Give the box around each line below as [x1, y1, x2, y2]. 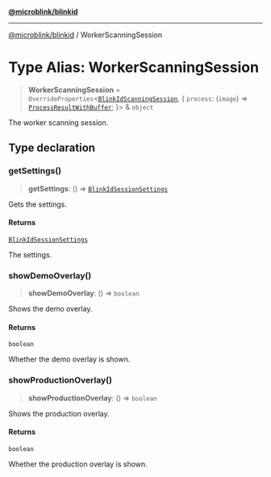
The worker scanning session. [8, 117, 109, 128]
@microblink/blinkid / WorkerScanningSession [8, 30, 163, 40]
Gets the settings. [8, 199, 67, 209]
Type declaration [8, 141, 95, 155]
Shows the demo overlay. [8, 304, 93, 314]
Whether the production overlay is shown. [8, 459, 148, 469]
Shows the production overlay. [8, 408, 110, 418]
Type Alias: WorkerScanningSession [8, 58, 260, 77]
